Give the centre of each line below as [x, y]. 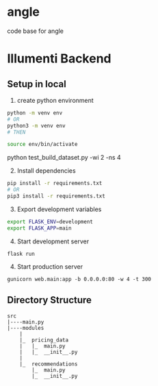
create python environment [55, 100]
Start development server [53, 241]
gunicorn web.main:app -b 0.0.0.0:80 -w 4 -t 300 [79, 279]
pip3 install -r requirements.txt [56, 196]
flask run [21, 254]
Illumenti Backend [59, 59]
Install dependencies [47, 171]
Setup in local [37, 84]
